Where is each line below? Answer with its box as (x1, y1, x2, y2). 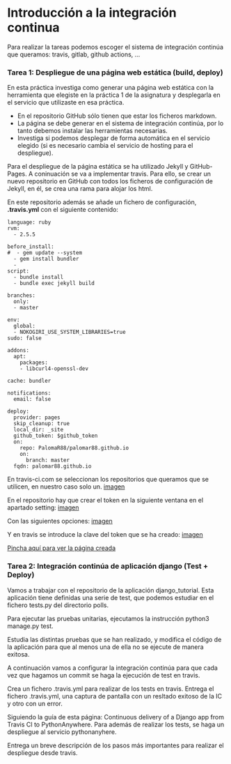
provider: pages (13, 414, 61, 421)
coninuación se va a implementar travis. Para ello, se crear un (34, 169, 211, 178)
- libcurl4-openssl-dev (19, 365, 89, 372)
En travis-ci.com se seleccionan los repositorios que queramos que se (7, 475, 209, 484)
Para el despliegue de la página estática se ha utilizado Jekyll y (7, 162, 189, 171)
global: (13, 323, 36, 330)
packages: (19, 359, 49, 367)
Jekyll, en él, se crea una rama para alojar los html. (7, 185, 153, 193)
